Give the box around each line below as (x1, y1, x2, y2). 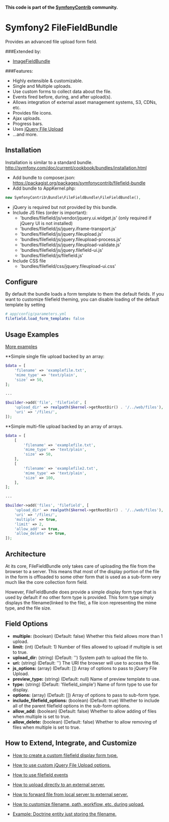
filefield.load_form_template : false (5, 316, 85, 321)
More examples (5, 344, 38, 350)
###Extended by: (5, 48, 41, 54)
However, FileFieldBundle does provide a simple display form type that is (5, 589, 156, 595)
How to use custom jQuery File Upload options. (12, 762, 111, 768)
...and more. (12, 131, 38, 137)
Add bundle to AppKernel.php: (12, 185, 76, 191)
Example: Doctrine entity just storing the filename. (12, 811, 117, 817)
